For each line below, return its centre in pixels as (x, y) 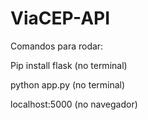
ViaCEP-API (60, 18)
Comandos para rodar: (57, 46)
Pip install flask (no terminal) (69, 65)
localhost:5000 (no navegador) (74, 104)
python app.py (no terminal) (68, 84)
